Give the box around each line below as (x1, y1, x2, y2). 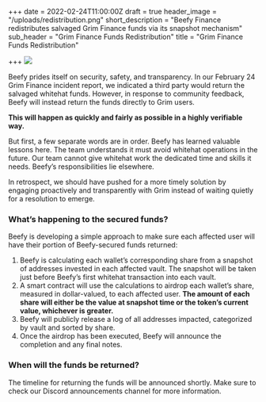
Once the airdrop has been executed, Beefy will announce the (19, 331, 222, 341)
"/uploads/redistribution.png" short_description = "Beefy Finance (8, 15, 222, 25)
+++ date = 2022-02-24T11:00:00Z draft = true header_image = (8, 7, 218, 16)
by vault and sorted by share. (19, 323, 116, 332)
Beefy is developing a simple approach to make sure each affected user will (8, 232, 256, 241)
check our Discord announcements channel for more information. (8, 386, 222, 396)
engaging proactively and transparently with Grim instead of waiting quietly (8, 186, 254, 195)
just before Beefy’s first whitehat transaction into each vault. (19, 273, 216, 282)
